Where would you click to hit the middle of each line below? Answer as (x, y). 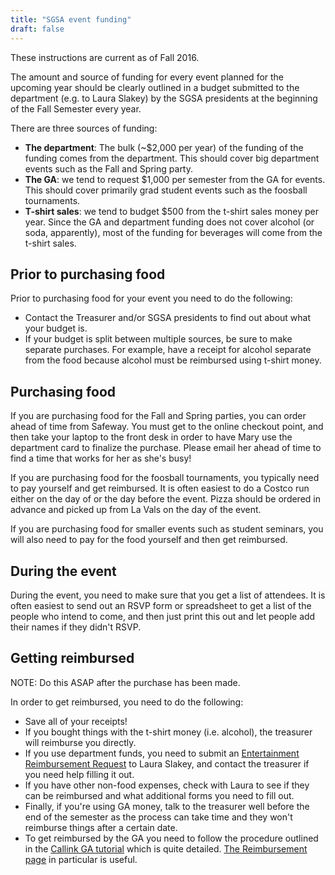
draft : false (37, 29)
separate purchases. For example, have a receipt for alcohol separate (168, 350)
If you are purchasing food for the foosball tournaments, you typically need (165, 478)
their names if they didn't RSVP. (76, 627)
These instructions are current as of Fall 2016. (105, 57)
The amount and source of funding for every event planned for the (147, 77)
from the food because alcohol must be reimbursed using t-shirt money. (173, 360)
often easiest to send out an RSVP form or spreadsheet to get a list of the (161, 605)
